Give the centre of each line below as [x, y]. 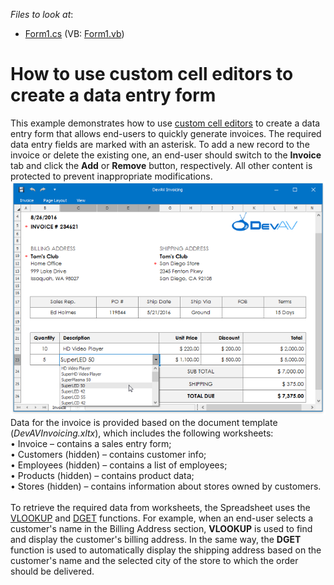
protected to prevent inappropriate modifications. [111, 176]
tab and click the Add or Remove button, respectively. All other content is [161, 165]
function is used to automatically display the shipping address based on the [166, 550]
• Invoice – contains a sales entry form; [91, 443]
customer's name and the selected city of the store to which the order [154, 560]
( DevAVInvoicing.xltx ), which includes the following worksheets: [142, 433]
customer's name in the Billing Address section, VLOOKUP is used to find [161, 528]
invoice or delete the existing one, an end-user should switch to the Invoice [166, 155]
